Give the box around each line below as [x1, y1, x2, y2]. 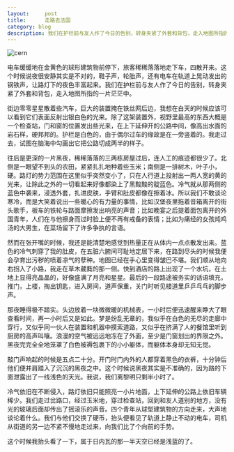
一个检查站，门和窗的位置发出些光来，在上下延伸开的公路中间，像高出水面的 [7, 121, 227, 130]
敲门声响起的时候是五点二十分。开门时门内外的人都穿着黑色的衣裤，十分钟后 [7, 355, 227, 363]
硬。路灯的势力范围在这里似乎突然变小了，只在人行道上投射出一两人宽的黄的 [7, 172, 227, 180]
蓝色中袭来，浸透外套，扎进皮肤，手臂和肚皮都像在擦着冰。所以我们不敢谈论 [7, 189, 227, 197]
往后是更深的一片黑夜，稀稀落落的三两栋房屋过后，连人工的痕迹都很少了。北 [7, 154, 227, 163]
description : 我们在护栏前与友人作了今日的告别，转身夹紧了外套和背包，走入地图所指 [7, 29, 224, 37]
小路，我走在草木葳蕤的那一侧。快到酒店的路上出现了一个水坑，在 [31, 264, 221, 273]
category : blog [7, 23, 52, 30]
